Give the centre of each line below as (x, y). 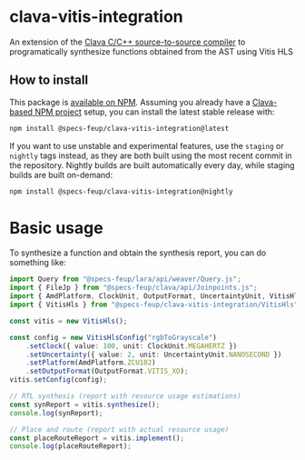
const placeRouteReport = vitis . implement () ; (97, 438)
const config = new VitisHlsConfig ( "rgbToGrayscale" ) (113, 337)
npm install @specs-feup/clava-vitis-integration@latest (119, 128)
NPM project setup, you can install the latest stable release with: (155, 112)
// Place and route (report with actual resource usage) (119, 429)
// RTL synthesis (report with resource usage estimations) (126, 396)
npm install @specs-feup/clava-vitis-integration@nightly (121, 191)
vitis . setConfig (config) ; (58, 380)
